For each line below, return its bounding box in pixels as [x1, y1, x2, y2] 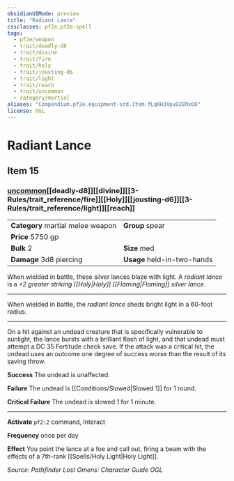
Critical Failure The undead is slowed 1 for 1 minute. [7, 397, 157, 406]
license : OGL [7, 107, 45, 114]
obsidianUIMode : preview [7, 10, 79, 17]
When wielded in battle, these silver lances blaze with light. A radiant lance [7, 273, 223, 281]
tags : [7, 29, 23, 37]
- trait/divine [13, 49, 58, 56]
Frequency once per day [7, 431, 79, 439]
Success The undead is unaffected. [7, 370, 110, 379]
